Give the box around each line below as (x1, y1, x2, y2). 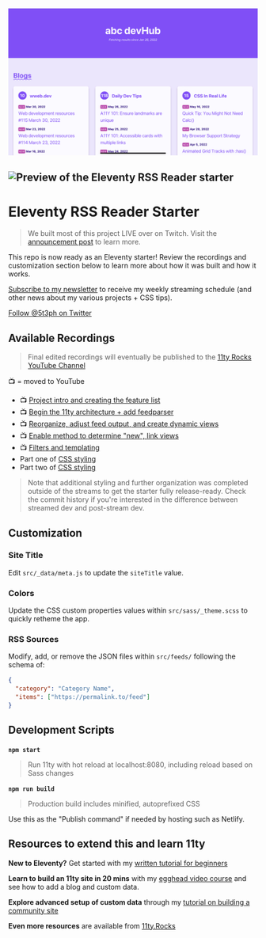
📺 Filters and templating (19, 443, 101, 453)
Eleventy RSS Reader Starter (8, 203, 199, 221)
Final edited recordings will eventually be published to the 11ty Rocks (27, 352, 252, 362)
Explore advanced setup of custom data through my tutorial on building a (8, 897, 250, 906)
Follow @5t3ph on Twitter (8, 309, 93, 318)
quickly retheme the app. (8, 614, 89, 624)
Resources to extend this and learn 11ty (8, 837, 206, 851)
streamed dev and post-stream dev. (27, 503, 145, 513)
